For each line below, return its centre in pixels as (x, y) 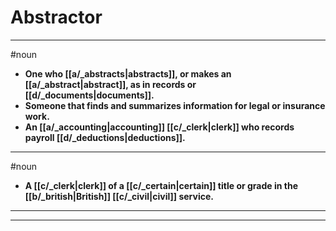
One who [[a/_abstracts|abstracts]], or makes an (128, 73)
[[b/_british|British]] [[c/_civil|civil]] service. (119, 196)
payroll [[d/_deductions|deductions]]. (105, 137)
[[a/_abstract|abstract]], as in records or (110, 84)
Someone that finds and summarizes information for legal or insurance (175, 105)
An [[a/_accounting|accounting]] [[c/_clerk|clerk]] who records (159, 127)
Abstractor (56, 17)
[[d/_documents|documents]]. (89, 95)
